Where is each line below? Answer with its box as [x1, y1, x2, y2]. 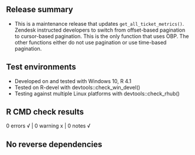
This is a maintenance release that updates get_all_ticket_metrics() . [14, 20, 184, 27]
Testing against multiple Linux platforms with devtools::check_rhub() [14, 90, 180, 97]
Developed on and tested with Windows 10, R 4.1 [14, 77, 132, 84]
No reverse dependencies [6, 139, 102, 149]
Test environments [6, 62, 76, 72]
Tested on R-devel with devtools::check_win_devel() [14, 84, 141, 91]
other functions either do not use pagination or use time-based [14, 39, 167, 46]
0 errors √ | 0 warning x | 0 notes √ [6, 122, 91, 129]
